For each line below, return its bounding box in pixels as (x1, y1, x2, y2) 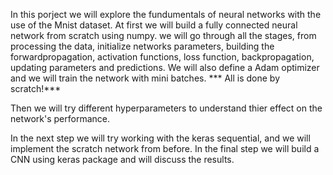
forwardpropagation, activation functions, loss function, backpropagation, (10, 51, 315, 63)
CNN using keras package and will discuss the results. (10, 154, 235, 165)
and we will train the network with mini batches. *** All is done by (10, 72, 280, 84)
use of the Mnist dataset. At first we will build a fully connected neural (10, 19, 298, 31)
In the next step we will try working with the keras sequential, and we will (10, 132, 311, 144)
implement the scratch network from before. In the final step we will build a (10, 143, 320, 154)
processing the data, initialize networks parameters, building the (10, 40, 275, 52)
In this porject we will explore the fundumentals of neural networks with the (10, 9, 322, 20)
